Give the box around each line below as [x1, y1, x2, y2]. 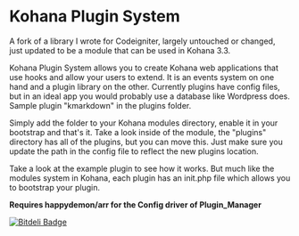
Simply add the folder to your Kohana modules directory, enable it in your [9, 118, 278, 128]
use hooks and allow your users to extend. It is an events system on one [9, 71, 275, 82]
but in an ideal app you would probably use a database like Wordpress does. [9, 91, 290, 102]
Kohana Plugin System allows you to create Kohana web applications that [9, 62, 278, 73]
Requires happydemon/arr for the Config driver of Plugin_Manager [9, 199, 262, 210]
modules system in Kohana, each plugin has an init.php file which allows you [9, 172, 291, 183]
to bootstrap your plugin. [9, 182, 101, 192]
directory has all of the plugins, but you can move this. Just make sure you [9, 136, 283, 147]
